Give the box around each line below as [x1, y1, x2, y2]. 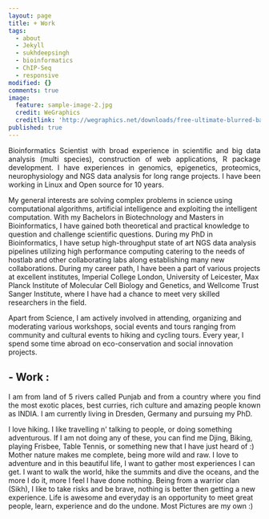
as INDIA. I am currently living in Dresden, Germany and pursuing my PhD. [8, 408, 253, 418]
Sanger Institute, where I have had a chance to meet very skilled [8, 289, 220, 298]
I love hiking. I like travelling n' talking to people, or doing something [8, 424, 232, 434]
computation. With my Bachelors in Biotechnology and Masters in [8, 212, 224, 221]
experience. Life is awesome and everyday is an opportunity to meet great [8, 493, 254, 502]
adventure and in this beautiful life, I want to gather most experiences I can [8, 458, 255, 468]
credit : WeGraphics [15, 109, 81, 117]
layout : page [8, 11, 52, 20]
